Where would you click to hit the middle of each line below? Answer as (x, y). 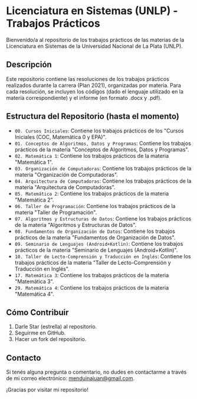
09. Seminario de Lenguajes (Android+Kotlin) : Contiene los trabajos (99, 244)
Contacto (24, 358)
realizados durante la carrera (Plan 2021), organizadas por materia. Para (94, 85)
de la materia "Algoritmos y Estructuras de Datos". (75, 225)
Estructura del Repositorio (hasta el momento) (93, 116)
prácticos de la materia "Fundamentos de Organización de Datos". (95, 237)
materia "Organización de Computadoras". (66, 174)
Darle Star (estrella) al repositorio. (56, 327)
